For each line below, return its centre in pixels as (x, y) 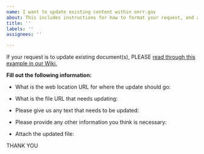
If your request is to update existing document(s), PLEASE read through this (101, 57)
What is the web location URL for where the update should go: (93, 87)
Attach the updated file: (45, 134)
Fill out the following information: (49, 75)
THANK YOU (22, 146)
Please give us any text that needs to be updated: (77, 110)
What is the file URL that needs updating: (66, 99)
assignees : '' (24, 35)
